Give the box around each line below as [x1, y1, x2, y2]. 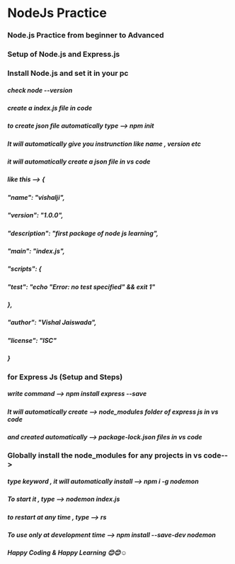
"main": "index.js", [7, 247, 65, 255]
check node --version [7, 86, 73, 94]
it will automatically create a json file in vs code [7, 157, 151, 166]
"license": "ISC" [7, 336, 57, 344]
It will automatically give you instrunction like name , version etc [7, 140, 202, 148]
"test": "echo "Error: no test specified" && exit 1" [7, 282, 156, 291]
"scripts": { [7, 264, 42, 273]
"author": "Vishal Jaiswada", [7, 318, 97, 327]
